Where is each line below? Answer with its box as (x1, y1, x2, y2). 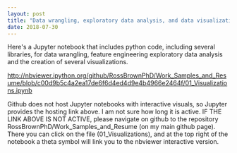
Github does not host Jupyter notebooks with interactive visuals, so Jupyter (7, 100, 228, 109)
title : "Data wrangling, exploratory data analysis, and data (7, 17, 194, 24)
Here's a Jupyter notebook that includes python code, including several (7, 43, 215, 51)
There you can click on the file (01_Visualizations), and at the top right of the (7, 130, 229, 138)
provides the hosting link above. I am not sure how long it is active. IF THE (7, 107, 222, 116)
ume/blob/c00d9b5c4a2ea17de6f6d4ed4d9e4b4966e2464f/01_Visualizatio (7, 79, 228, 87)
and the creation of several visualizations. (7, 58, 128, 66)
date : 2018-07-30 (7, 23, 59, 30)
